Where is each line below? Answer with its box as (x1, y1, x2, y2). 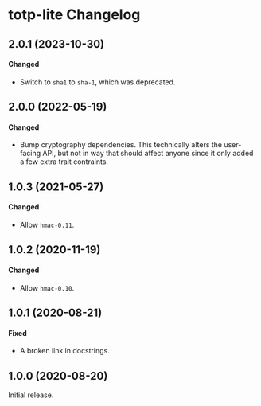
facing (19, 149, 41, 158)
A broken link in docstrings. (19, 346, 110, 356)
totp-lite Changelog (8, 6, 141, 24)
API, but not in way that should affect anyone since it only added (42, 149, 254, 158)
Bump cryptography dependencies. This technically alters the (19, 140, 223, 150)
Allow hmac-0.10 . (19, 283, 75, 292)
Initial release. (8, 390, 54, 400)
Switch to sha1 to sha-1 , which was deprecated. (19, 77, 176, 87)
